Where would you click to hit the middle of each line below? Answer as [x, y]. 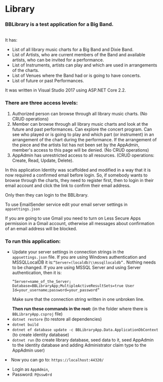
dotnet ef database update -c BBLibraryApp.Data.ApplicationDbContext [85, 330]
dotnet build [25, 325]
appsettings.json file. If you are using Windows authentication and [79, 257]
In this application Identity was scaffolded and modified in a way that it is [78, 170]
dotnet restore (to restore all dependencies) [57, 319]
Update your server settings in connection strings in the [68, 252]
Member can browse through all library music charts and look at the [80, 124]
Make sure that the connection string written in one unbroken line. [78, 299]
